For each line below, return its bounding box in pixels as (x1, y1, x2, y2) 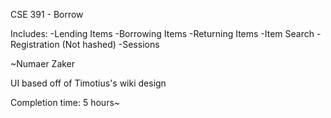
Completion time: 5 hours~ (10, 97, 121, 108)
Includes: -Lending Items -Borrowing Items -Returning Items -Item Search (10, 28, 315, 39)
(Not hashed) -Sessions (61, 39, 160, 50)
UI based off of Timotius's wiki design (10, 77, 167, 89)
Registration (10, 39, 60, 50)
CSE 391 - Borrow (10, 9, 84, 20)
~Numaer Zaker (10, 58, 76, 69)
